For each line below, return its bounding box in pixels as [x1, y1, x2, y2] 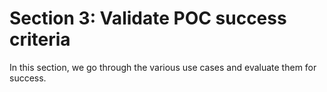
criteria [9, 28, 71, 51]
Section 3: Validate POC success [9, 7, 287, 30]
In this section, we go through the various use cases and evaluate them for [9, 61, 317, 73]
